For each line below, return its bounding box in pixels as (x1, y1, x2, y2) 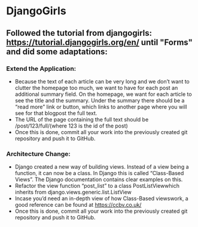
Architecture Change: (6, 150, 71, 158)
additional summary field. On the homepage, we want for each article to (14, 91, 193, 98)
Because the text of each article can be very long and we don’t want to (14, 77, 190, 85)
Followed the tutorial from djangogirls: (6, 28, 153, 38)
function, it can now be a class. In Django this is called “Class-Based (14, 170, 184, 177)
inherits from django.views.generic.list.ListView (14, 189, 132, 196)
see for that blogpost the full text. (14, 109, 98, 117)
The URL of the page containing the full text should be (14, 116, 149, 123)
